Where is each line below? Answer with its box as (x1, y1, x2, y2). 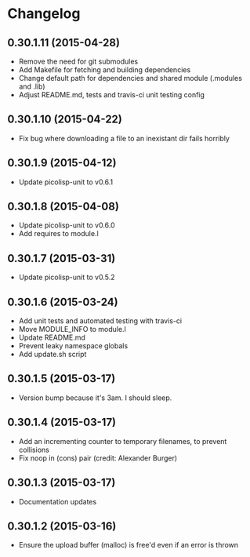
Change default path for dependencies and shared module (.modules (18, 74, 242, 82)
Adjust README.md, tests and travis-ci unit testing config (18, 90, 205, 99)
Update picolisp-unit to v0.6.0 (18, 220, 115, 230)
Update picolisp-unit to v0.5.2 (18, 272, 115, 282)
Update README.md (18, 333, 85, 342)
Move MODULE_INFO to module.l (18, 325, 126, 334)
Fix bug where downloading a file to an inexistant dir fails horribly (18, 133, 230, 143)
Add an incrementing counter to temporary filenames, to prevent (18, 436, 227, 446)
